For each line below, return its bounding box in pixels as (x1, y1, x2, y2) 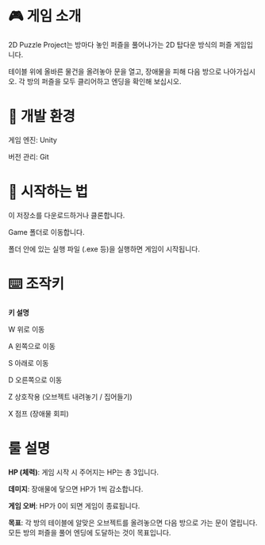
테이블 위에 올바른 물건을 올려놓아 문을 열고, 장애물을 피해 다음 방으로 (8, 67, 222, 76)
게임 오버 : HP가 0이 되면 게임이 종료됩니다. (8, 501, 140, 510)
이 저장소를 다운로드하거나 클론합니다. (8, 210, 125, 220)
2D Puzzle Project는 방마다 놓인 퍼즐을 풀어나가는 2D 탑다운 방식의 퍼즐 (8, 40, 232, 49)
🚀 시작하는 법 (8, 183, 89, 201)
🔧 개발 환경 (8, 108, 75, 125)
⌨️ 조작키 (8, 275, 65, 293)
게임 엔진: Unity (8, 135, 58, 144)
